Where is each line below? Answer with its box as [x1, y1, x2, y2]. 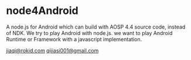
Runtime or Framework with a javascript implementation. [6, 36, 142, 43]
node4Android [6, 4, 79, 17]
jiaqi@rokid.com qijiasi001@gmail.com [6, 47, 99, 54]
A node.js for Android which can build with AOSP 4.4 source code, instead [6, 23, 186, 30]
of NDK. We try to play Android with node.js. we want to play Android [6, 29, 173, 36]
